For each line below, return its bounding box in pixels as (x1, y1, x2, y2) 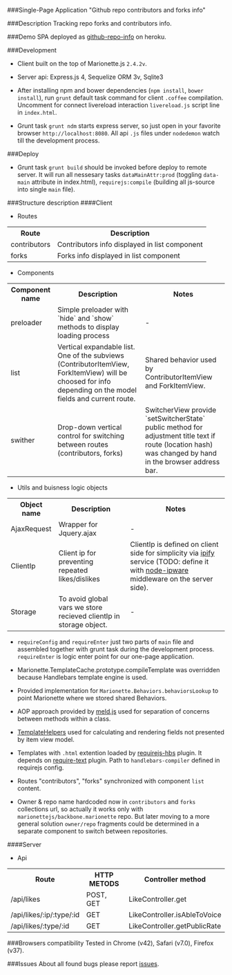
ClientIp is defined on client (130, 539, 219, 549)
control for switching (57, 431, 125, 440)
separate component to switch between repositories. (17, 827, 168, 835)
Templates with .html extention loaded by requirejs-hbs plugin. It (17, 749, 202, 756)
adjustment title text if (144, 431, 215, 440)
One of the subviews (57, 351, 124, 360)
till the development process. (17, 136, 100, 145)
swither (10, 436, 35, 445)
